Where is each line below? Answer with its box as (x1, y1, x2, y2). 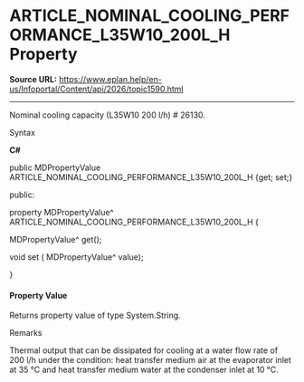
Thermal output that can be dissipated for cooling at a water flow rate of (9, 345, 279, 356)
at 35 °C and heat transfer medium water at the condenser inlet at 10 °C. (9, 364, 279, 376)
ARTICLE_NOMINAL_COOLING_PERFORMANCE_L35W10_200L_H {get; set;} (9, 171, 293, 182)
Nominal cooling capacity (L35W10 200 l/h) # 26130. (9, 110, 206, 120)
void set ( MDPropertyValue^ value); (9, 251, 144, 263)
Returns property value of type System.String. (9, 310, 181, 321)
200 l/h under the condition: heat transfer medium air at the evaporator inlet (9, 355, 292, 366)
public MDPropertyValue (9, 162, 101, 173)
